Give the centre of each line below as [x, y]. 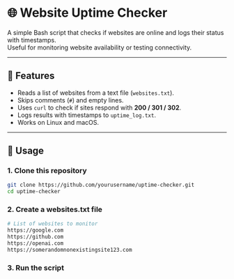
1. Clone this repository [47, 171]
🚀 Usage [25, 151]
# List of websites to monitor [53, 224]
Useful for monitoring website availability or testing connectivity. [100, 47]
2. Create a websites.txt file [55, 209]
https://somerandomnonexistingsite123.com [70, 250]
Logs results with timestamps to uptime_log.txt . [87, 115]
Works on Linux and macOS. [58, 122]
